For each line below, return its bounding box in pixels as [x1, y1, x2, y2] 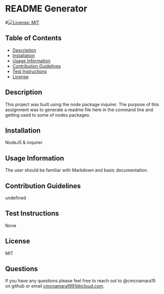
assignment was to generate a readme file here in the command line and [5, 107, 153, 113]
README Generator [5, 3, 87, 14]
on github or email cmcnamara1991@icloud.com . [5, 283, 104, 289]
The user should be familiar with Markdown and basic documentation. [5, 167, 149, 173]
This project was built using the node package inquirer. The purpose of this [5, 101, 159, 107]
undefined [5, 195, 26, 201]
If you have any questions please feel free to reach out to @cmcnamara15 [5, 278, 156, 284]
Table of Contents [5, 34, 62, 42]
